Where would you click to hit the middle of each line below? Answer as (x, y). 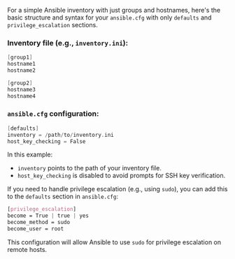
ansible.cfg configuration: (53, 114)
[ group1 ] (20, 58)
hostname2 (22, 71)
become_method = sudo (39, 223)
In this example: (30, 155)
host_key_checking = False (47, 141)
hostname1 (22, 64)
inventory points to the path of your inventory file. (90, 168)
